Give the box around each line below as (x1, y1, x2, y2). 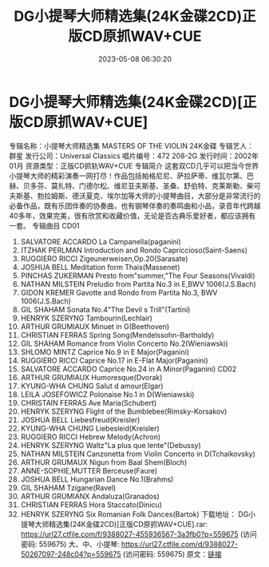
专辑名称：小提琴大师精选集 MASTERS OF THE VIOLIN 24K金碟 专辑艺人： (9, 141, 255, 150)
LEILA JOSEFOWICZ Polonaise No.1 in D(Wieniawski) (20, 389, 195, 399)
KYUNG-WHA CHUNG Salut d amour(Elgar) (20, 381, 164, 391)
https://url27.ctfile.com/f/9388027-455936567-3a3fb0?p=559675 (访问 (20, 529, 258, 539)
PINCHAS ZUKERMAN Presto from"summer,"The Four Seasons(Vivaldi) (20, 271, 255, 280)
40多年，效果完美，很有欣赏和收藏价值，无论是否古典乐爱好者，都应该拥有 (9, 211, 256, 220)
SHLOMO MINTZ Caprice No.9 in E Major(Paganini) (20, 347, 190, 356)
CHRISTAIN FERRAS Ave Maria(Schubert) (20, 398, 157, 407)
